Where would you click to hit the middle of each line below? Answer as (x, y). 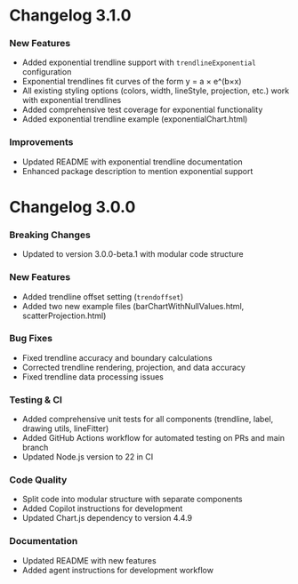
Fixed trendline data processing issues (93, 376)
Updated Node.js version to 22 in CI (88, 457)
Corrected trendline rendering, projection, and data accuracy (134, 367)
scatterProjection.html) (64, 316)
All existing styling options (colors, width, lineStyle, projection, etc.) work (156, 91)
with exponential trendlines (72, 100)
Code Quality (38, 480)
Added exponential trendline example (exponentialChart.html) (135, 119)
